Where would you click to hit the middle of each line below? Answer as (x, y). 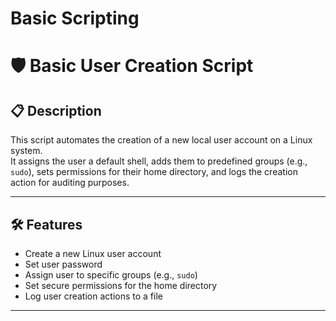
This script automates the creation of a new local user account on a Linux (161, 140)
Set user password (63, 264)
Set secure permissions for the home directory (121, 285)
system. (26, 151)
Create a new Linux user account (93, 253)
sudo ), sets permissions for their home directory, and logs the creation (154, 172)
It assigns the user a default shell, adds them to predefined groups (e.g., (159, 161)
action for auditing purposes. (70, 183)
